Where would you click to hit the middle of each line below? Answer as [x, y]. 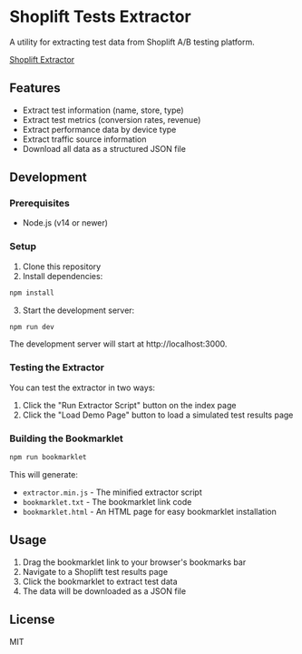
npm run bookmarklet [49, 458]
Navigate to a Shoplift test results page [95, 571]
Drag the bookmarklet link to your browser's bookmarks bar [134, 562]
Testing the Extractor [57, 367]
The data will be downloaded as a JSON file [104, 591]
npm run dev [32, 327]
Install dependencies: [63, 276]
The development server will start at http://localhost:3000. [118, 344]
